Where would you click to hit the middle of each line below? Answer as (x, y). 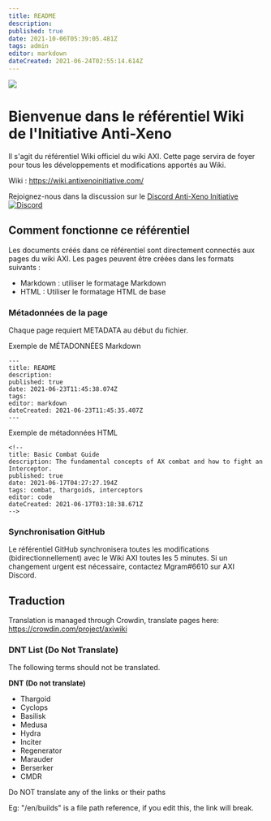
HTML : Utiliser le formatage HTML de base (93, 291)
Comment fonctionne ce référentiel (99, 231)
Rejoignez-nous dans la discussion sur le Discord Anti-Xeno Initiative (123, 196)
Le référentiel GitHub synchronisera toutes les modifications (109, 549)
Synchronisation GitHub (57, 531)
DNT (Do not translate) (47, 683)
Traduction (37, 601)
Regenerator (41, 750)
